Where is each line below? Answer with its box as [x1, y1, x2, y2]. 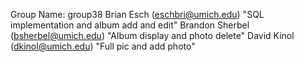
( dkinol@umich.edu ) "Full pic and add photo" [10, 40, 196, 52]
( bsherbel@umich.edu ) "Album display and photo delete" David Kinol [10, 30, 295, 41]
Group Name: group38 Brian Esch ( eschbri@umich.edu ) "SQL [10, 9, 265, 20]
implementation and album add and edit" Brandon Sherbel [10, 19, 250, 31]
